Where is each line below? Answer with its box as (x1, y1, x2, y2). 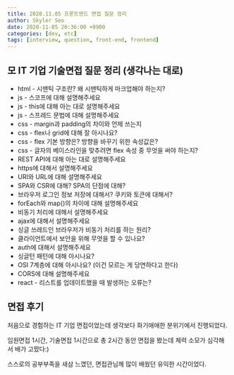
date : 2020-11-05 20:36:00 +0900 (7, 23, 106, 30)
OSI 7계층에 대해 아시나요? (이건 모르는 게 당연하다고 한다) (17, 260, 178, 269)
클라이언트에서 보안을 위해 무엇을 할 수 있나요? (17, 234, 146, 242)
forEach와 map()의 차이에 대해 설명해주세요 (17, 199, 139, 207)
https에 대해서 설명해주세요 (17, 164, 93, 172)
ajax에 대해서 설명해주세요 (17, 216, 90, 225)
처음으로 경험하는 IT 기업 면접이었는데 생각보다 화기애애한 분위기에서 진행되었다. (7, 321, 228, 329)
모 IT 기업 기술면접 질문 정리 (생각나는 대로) (7, 64, 183, 76)
